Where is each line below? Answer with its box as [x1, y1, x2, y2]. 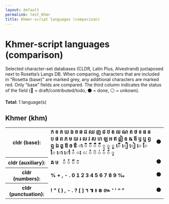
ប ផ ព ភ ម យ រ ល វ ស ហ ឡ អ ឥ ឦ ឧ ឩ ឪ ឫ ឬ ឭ [50, 135, 151, 143]
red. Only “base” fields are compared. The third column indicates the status [5, 82, 162, 88]
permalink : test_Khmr [5, 12, 51, 17]
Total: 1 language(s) [5, 99, 47, 105]
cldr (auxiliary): [8, 159, 46, 166]
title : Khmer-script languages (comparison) [5, 17, 100, 22]
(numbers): [13, 175, 41, 182]
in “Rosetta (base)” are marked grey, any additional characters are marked [5, 77, 159, 83]
